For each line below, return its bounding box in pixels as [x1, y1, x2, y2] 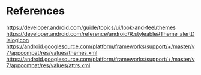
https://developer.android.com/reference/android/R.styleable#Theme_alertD [6, 30, 195, 37]
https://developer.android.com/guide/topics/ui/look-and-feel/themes [6, 24, 176, 31]
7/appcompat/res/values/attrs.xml [6, 61, 91, 69]
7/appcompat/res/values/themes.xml [6, 49, 98, 56]
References [6, 4, 65, 18]
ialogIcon [6, 36, 29, 43]
